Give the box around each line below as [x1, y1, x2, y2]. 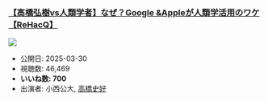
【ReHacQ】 [8, 18, 58, 30]
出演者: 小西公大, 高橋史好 [19, 84, 107, 94]
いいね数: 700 [19, 74, 67, 83]
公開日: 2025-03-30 [19, 54, 87, 63]
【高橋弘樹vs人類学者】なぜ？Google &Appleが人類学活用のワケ [8, 6, 260, 18]
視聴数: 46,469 [19, 64, 70, 74]
